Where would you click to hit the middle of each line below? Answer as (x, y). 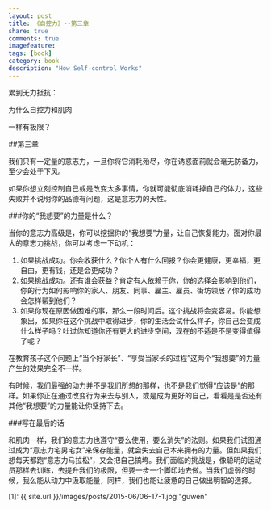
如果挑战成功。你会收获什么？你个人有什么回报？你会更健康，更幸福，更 (140, 260)
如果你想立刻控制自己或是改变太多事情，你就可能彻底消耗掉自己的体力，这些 (135, 188)
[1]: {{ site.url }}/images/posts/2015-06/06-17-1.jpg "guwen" (108, 496)
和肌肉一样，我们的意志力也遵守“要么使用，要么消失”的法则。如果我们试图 (132, 440)
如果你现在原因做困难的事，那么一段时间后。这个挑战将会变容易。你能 (137, 310)
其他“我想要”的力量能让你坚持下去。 (68, 406)
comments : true (34, 38)
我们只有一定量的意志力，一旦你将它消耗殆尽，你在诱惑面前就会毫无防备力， (135, 161)
